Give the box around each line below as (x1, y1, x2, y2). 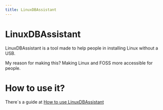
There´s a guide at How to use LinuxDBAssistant (5, 99, 104, 105)
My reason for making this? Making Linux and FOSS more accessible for (5, 60, 153, 66)
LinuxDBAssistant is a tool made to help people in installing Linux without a (5, 45, 158, 51)
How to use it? (5, 82, 65, 94)
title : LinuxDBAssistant (5, 7, 57, 12)
